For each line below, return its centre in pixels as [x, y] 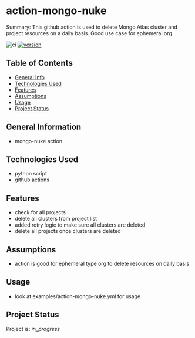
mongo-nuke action [38, 141]
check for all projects [40, 212]
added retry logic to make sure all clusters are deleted [80, 225]
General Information [44, 127]
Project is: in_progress [33, 329]
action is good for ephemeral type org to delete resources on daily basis [102, 263]
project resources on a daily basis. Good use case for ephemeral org [89, 33]
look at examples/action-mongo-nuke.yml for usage [78, 296]
